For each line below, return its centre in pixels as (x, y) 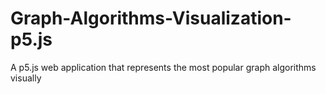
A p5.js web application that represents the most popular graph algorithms (163, 67)
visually (26, 78)
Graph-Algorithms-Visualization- (151, 18)
